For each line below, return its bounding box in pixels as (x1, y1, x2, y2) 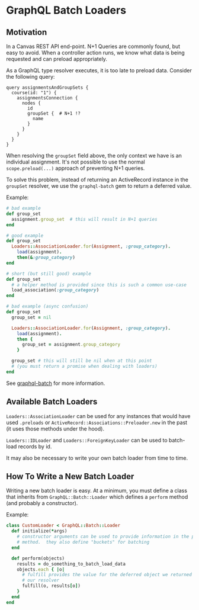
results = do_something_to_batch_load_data (17, 561, 126, 567)
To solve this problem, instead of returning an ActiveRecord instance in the (6, 176, 188, 183)
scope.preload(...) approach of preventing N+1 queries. (6, 165, 145, 172)
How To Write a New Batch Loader (6, 471, 134, 481)
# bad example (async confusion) (6, 303, 89, 310)
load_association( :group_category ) (11, 287, 99, 293)
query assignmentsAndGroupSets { (6, 85, 89, 91)
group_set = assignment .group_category (21, 342, 120, 348)
